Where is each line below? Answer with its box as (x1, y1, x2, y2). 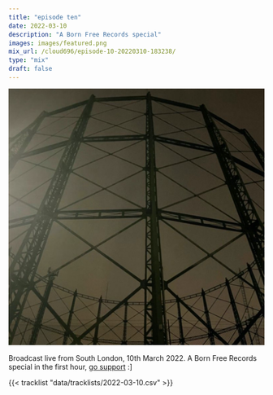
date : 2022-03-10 (8, 21, 67, 30)
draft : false (8, 65, 53, 73)
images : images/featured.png (8, 39, 107, 47)
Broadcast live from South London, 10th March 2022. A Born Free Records (8, 353, 258, 362)
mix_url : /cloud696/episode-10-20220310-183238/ (8, 47, 176, 56)
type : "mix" (8, 56, 49, 64)
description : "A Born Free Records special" (8, 30, 162, 38)
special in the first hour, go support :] (8, 362, 132, 371)
